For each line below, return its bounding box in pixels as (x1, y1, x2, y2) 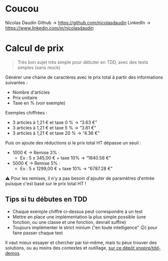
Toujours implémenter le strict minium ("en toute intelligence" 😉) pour (12, 224, 158, 230)
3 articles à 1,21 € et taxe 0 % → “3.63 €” (12, 119, 97, 125)
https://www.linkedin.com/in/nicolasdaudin (5, 25, 94, 31)
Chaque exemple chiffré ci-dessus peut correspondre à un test (12, 208, 143, 214)
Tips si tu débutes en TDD (5, 195, 88, 204)
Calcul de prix (5, 43, 64, 54)
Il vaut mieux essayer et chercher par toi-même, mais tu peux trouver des (5, 239, 157, 245)
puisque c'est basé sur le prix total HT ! (5, 180, 86, 186)
